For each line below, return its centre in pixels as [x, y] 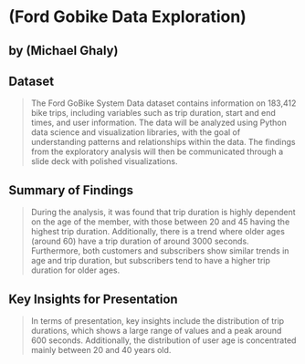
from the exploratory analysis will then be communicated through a [157, 151]
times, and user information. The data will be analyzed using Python [158, 123]
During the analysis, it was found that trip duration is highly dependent [163, 213]
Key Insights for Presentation [94, 299]
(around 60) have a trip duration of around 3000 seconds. [140, 241]
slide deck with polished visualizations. [104, 161]
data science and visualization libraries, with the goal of [136, 132]
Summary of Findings [71, 190]
